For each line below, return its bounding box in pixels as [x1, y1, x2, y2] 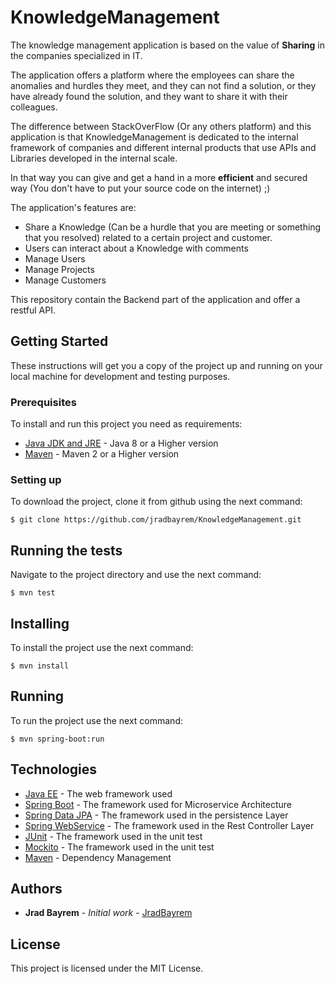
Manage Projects [24, 263, 95, 275]
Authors [10, 880, 63, 897]
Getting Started [10, 333, 109, 350]
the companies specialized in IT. [10, 49, 143, 61]
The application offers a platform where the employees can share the [10, 69, 295, 81]
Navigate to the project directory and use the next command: [10, 569, 262, 581]
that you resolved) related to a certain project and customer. [24, 231, 273, 243]
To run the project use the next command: [10, 714, 184, 726]
